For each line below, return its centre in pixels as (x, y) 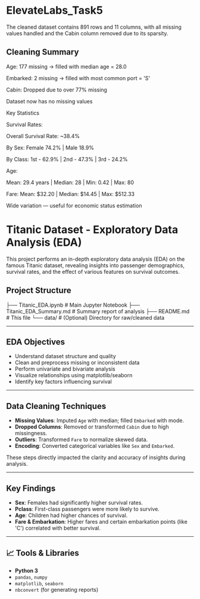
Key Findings (31, 488)
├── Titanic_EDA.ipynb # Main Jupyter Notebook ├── (73, 305)
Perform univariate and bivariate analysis (65, 369)
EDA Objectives (36, 342)
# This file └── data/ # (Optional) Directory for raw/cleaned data (85, 317)
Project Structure (39, 291)
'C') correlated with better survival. (58, 528)
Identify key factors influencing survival (63, 382)
